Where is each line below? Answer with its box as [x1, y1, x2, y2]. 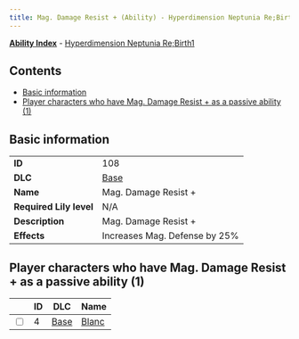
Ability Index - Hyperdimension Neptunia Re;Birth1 [9, 37, 195, 48]
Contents [9, 63, 62, 79]
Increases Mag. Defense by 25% [101, 229, 239, 242]
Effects [13, 229, 45, 242]
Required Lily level [13, 201, 93, 213]
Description [13, 215, 65, 227]
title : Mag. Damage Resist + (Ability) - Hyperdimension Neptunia [9, 12, 261, 22]
